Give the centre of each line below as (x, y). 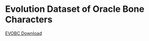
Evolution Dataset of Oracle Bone (75, 9)
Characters (29, 20)
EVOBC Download (24, 33)
